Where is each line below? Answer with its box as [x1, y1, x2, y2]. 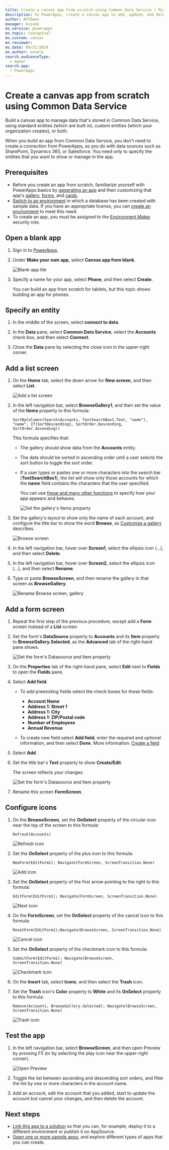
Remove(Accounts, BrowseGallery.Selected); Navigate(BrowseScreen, [12, 1004, 157, 1009]
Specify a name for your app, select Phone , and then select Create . [12, 276, 153, 282]
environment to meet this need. [12, 208, 77, 214]
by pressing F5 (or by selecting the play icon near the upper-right [12, 1050, 148, 1056]
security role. [12, 219, 40, 225]
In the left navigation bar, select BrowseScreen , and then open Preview [12, 1045, 161, 1051]
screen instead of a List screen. [12, 624, 78, 630]
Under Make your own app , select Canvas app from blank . [12, 257, 136, 263]
